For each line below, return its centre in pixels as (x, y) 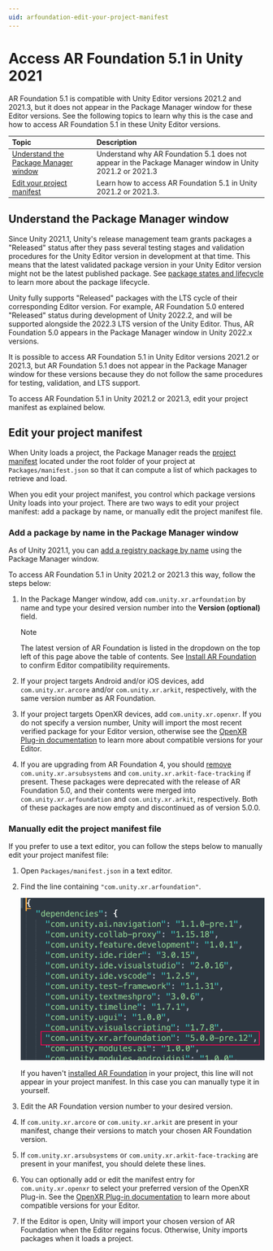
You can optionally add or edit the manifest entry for (107, 1179)
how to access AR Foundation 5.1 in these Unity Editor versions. (115, 124)
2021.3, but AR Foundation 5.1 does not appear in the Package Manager (128, 365)
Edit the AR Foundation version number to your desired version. (126, 1106)
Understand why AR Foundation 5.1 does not (171, 154)
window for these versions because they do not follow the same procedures (136, 374)
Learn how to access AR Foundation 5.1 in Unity (177, 182)
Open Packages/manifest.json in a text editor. (96, 871)
